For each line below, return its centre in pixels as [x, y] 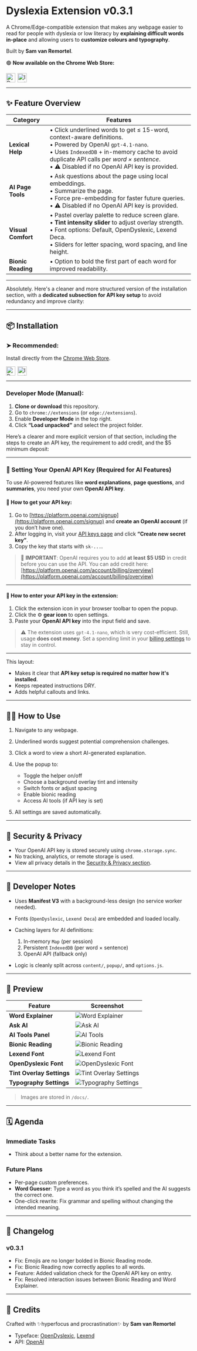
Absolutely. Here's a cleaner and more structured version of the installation [97, 289]
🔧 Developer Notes [41, 887]
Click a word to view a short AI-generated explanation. [80, 753]
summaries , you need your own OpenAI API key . [66, 489]
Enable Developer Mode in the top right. [63, 419]
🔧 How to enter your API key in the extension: [62, 596]
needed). [26, 907]
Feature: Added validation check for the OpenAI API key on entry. [93, 1273]
